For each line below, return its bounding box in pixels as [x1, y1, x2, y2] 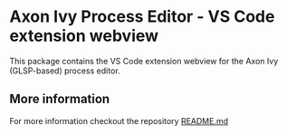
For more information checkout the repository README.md [9, 115, 229, 126]
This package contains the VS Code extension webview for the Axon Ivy [9, 55, 279, 66]
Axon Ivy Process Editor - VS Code [9, 6, 275, 27]
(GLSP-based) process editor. [9, 65, 120, 76]
